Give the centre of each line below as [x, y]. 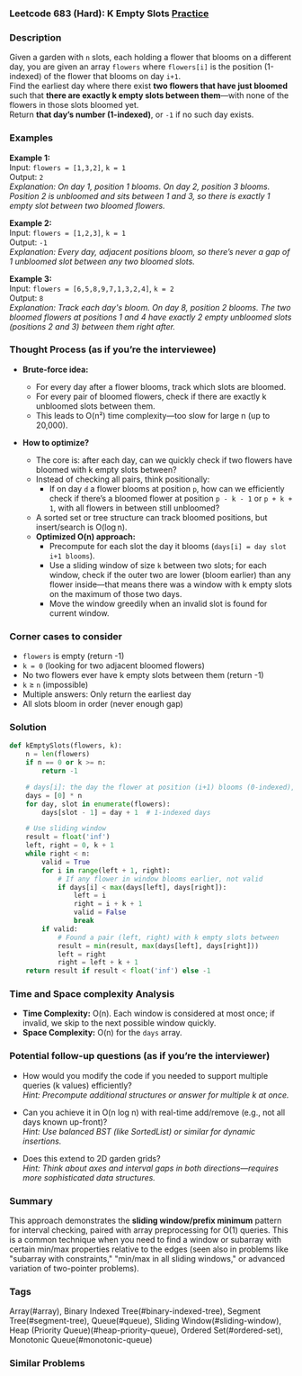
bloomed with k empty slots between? [106, 469]
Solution [28, 728]
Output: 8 [27, 298]
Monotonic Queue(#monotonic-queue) [81, 1340]
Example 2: [31, 222]
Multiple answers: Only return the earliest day [107, 694]
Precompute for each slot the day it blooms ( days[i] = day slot [168, 546]
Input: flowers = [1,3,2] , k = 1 [67, 167]
